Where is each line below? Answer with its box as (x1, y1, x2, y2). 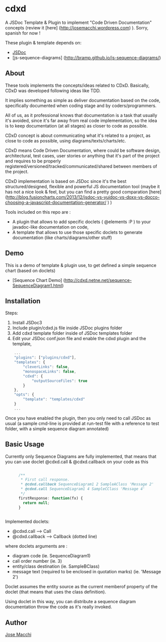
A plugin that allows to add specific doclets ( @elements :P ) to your (12, 219, 151, 225)
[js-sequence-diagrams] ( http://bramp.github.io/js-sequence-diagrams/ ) (12, 54, 161, 60)
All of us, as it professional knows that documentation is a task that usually (5, 112, 158, 118)
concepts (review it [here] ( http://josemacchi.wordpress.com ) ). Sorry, (5, 24, 149, 30)
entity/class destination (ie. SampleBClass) (12, 563, 100, 569)
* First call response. (20, 477, 70, 482)
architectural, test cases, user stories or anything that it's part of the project (5, 152, 160, 158)
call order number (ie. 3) (12, 558, 62, 564)
